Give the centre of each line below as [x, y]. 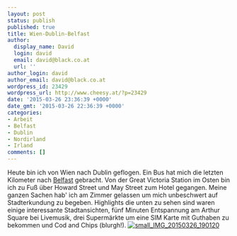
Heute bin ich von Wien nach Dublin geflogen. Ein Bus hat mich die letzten [116, 172]
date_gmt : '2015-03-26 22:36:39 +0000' [66, 106]
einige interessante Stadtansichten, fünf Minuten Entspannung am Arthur [114, 210]
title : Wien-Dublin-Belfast [49, 34]
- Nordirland [27, 139]
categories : [25, 113]
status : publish [31, 21]
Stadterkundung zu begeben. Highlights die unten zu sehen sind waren [111, 202]
